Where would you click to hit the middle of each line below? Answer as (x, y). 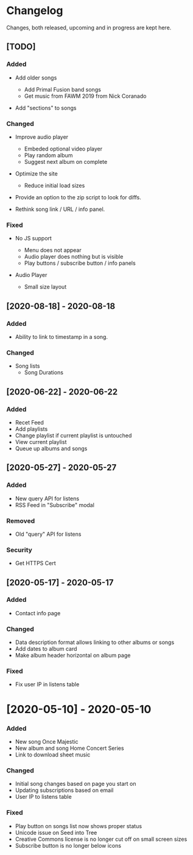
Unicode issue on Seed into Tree (56, 832)
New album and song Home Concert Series (69, 748)
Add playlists (31, 429)
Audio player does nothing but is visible (74, 257)
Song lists (27, 366)
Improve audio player (42, 137)
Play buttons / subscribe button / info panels (80, 263)
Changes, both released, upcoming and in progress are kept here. (89, 28)
